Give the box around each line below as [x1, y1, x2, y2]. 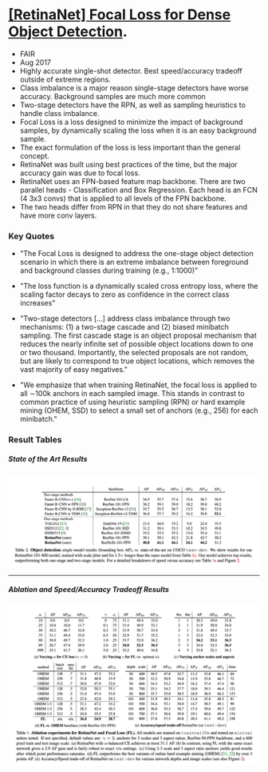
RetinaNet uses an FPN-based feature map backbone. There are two [19, 176, 246, 186]
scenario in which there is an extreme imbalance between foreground [19, 258, 249, 267]
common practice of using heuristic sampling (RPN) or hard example [19, 398, 246, 407]
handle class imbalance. [19, 108, 100, 118]
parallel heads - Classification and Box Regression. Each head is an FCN [19, 185, 258, 194]
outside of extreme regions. [19, 74, 112, 84]
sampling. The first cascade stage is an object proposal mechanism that [19, 330, 257, 341]
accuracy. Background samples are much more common [19, 91, 206, 101]
